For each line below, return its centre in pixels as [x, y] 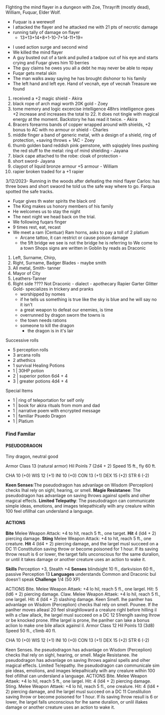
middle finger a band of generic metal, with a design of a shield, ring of [84, 135]
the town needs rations [43, 320]
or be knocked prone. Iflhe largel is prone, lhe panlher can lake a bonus [78, 620]
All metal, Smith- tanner [37, 268]
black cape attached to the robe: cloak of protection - [67, 156]
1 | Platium [23, 421]
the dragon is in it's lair [50, 331]
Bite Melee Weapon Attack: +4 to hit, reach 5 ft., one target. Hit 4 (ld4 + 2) [81, 534]
